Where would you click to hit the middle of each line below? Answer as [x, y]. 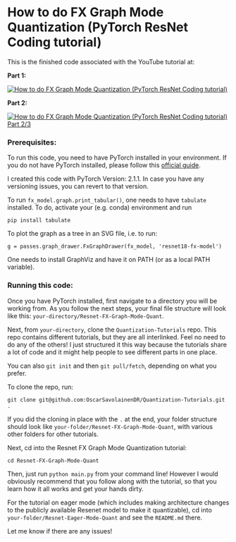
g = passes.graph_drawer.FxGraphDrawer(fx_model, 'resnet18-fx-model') [114, 247]
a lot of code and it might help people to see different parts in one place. [112, 352]
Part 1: [17, 76]
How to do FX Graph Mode [86, 12]
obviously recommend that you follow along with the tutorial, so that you [112, 481]
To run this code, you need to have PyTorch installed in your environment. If [117, 158]
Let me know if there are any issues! [60, 531]
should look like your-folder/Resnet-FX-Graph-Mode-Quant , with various [110, 426]
